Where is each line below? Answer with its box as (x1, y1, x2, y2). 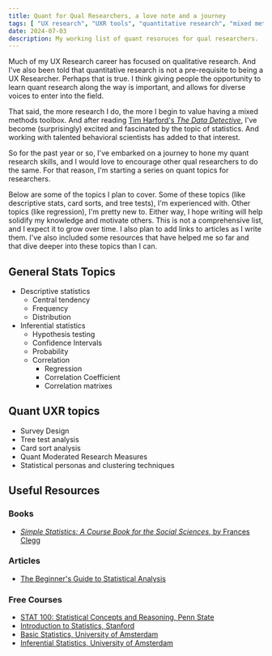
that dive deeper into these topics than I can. (8, 241, 158, 251)
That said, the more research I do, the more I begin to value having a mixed (8, 107, 259, 117)
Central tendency (32, 295, 91, 305)
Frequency (32, 304, 69, 313)
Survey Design (19, 426, 70, 436)
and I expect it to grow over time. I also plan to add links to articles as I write (8, 224, 261, 234)
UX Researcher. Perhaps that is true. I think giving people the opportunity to (8, 74, 261, 83)
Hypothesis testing (32, 330, 96, 339)
